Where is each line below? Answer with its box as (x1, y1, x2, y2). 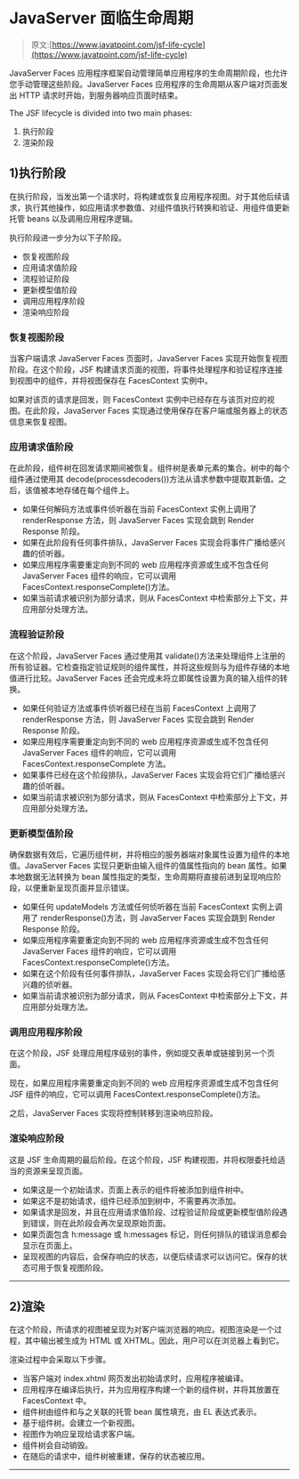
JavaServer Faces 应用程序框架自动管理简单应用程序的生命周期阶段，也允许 (9, 68, 288, 78)
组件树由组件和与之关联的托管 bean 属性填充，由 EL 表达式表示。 (21, 1407, 262, 1418)
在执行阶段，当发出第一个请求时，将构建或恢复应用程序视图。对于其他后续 (9, 190, 282, 201)
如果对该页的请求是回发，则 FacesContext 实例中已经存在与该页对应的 (9, 394, 267, 405)
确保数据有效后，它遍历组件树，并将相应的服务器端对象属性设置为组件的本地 (9, 849, 290, 860)
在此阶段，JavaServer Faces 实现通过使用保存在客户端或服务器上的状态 (24, 406, 288, 416)
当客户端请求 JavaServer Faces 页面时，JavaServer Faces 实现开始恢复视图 (9, 353, 288, 364)
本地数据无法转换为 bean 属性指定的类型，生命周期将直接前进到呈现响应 (9, 871, 274, 882)
